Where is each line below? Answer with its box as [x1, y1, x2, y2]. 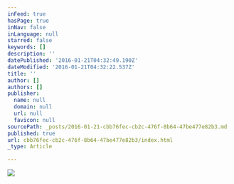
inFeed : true [7, 10, 46, 18]
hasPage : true [7, 17, 50, 24]
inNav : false [7, 24, 46, 31]
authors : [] [7, 83, 43, 91]
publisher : [7, 90, 40, 97]
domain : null [14, 103, 53, 111]
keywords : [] [7, 44, 46, 51]
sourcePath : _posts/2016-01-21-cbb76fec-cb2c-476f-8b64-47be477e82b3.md [7, 123, 228, 131]
